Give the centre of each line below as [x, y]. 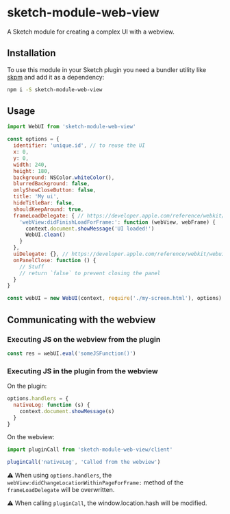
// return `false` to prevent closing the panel [90, 273]
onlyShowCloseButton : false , [55, 190]
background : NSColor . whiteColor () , [64, 177]
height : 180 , [32, 171]
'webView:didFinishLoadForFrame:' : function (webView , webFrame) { [117, 222]
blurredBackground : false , [52, 184]
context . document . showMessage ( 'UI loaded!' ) [90, 229]
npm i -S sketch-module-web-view [55, 90]
